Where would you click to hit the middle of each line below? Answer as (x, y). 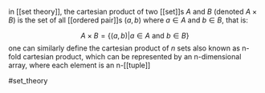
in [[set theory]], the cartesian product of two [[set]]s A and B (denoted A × (133, 12)
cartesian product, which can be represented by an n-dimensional (132, 57)
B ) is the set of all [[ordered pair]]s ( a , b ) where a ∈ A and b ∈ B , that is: (128, 20)
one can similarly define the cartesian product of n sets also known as (124, 48)
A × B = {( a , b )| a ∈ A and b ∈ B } (135, 36)
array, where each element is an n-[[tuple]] (79, 65)
